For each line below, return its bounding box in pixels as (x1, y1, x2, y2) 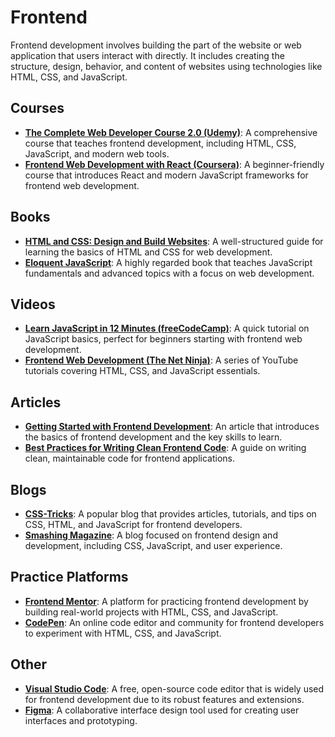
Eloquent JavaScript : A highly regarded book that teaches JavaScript (24, 256, 313, 268)
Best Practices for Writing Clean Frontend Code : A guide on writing (24, 442, 307, 454)
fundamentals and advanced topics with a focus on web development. (24, 267, 315, 279)
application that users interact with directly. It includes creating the (10, 49, 285, 61)
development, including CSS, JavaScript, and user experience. (24, 540, 283, 551)
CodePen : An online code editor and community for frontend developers (24, 616, 325, 628)
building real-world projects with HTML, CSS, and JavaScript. (24, 606, 279, 618)
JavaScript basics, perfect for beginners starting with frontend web (24, 333, 303, 345)
